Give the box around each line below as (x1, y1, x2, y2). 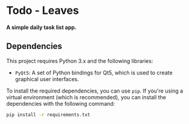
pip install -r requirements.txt (6, 111, 91, 118)
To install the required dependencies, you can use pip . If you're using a (6, 87, 184, 94)
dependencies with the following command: (6, 100, 115, 107)
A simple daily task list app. (6, 24, 77, 31)
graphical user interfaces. (14, 75, 80, 82)
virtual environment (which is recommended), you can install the (6, 93, 167, 100)
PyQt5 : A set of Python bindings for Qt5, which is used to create (14, 69, 173, 76)
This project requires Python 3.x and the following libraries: (6, 57, 153, 64)
